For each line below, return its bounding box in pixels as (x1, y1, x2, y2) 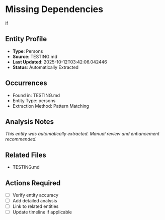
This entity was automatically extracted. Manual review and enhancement (5, 131, 160, 137)
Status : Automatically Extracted (12, 64, 79, 70)
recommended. (5, 136, 37, 142)
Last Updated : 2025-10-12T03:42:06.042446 (12, 59, 107, 65)
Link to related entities (12, 203, 59, 209)
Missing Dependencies (5, 4, 104, 15)
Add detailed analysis (12, 198, 57, 204)
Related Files (5, 151, 47, 159)
